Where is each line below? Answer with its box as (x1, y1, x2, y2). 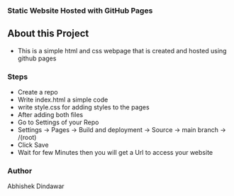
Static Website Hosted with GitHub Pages (7, 6, 153, 16)
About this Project (7, 28, 89, 40)
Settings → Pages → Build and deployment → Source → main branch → (17, 126, 227, 134)
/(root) (17, 134, 37, 142)
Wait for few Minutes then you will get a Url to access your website (17, 148, 213, 157)
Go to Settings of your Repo (17, 118, 99, 126)
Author (7, 165, 33, 175)
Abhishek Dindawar (7, 182, 65, 190)
